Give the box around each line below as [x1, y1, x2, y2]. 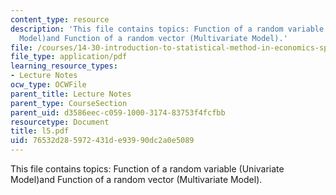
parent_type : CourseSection [10, 98, 128, 108]
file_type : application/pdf [10, 52, 128, 62]
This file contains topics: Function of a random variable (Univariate [10, 163, 285, 175]
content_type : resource [10, 14, 110, 25]
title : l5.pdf [10, 126, 70, 136]
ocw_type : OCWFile [10, 80, 87, 90]
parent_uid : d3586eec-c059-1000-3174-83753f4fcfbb [10, 107, 226, 118]
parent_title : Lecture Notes [10, 89, 132, 99]
